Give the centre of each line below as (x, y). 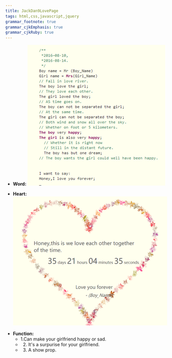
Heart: (20, 194)
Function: (23, 333)
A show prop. (42, 350)
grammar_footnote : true (31, 22)
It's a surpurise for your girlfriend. (64, 344)
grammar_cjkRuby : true (30, 33)
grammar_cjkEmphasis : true (34, 27)
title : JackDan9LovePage (32, 11)
